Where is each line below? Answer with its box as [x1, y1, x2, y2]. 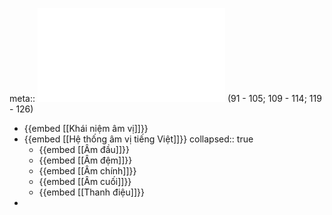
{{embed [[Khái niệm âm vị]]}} [23, 123, 149, 134]
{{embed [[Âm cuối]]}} [38, 176, 132, 187]
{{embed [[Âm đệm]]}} [38, 154, 133, 166]
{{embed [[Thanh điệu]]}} [38, 186, 145, 198]
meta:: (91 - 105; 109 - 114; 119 [9, 93, 322, 104]
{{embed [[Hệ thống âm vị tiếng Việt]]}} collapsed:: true [23, 133, 254, 145]
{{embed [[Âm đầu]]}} [38, 144, 130, 155]
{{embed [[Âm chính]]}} [38, 165, 137, 177]
